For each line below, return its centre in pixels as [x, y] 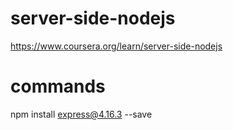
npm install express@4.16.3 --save [81, 114]
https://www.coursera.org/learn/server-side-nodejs [116, 46]
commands [58, 86]
